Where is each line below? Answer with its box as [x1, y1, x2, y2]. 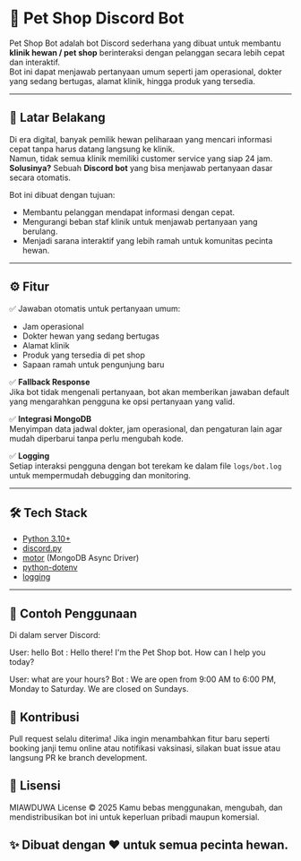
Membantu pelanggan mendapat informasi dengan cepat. [21, 206, 236, 218]
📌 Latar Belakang [9, 110, 106, 125]
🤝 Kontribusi [9, 710, 80, 725]
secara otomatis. [9, 172, 72, 183]
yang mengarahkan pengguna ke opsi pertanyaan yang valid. [9, 396, 236, 407]
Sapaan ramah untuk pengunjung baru [21, 358, 165, 370]
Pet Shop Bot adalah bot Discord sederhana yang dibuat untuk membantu [9, 38, 281, 48]
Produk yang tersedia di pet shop [21, 349, 146, 360]
